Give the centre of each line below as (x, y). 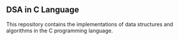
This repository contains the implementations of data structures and (90, 24)
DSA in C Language (43, 10)
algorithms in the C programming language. (60, 30)
